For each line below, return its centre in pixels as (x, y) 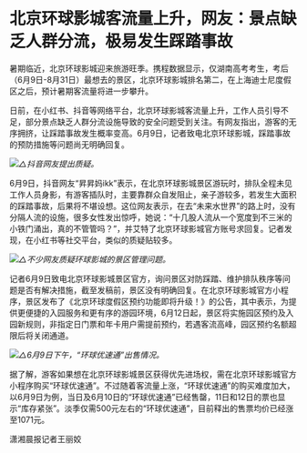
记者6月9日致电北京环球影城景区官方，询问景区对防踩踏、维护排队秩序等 (146, 278)
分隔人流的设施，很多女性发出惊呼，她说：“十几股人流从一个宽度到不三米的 (151, 217)
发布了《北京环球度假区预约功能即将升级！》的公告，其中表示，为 (164, 301)
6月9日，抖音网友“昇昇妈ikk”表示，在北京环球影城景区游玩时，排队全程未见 (151, 183)
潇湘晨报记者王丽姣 (46, 438)
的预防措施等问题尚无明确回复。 (69, 144)
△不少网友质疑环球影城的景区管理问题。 (95, 259)
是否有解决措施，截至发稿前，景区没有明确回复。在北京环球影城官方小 (148, 290)
